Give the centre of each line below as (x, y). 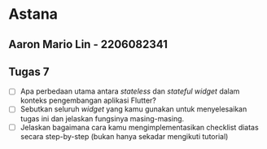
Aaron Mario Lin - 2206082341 (88, 44)
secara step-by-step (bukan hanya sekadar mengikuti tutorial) (124, 136)
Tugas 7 (29, 71)
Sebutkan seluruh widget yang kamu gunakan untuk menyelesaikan (133, 109)
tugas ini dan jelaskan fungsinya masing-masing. (102, 118)
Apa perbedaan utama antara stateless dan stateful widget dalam (130, 91)
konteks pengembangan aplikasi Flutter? (88, 101)
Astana (33, 14)
